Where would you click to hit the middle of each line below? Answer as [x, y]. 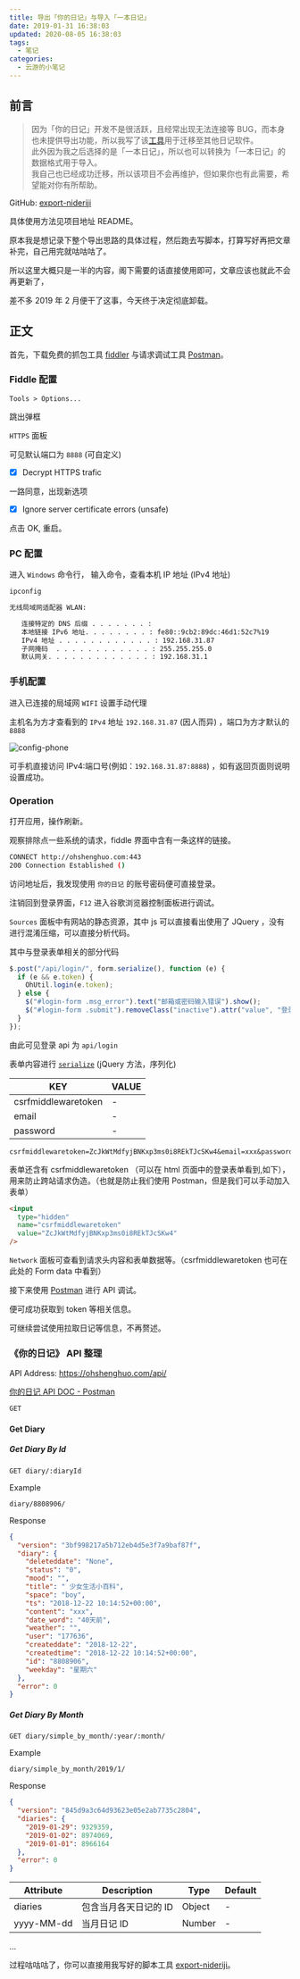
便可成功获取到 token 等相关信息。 [73, 1309]
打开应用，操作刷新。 [48, 821]
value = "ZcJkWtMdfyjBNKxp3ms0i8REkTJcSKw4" [97, 1233]
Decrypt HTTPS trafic [62, 472]
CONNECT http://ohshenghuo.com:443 [75, 857]
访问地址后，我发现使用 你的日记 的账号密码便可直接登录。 [115, 883]
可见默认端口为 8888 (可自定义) [66, 454]
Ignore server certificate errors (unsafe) [96, 509]
